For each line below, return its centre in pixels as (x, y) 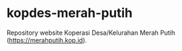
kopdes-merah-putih (69, 13)
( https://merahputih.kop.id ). (47, 40)
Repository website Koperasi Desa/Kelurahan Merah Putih (91, 33)
